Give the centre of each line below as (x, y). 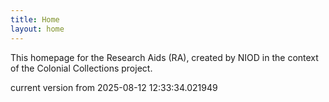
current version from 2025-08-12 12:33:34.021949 (114, 87)
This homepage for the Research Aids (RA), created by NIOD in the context (164, 57)
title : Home (35, 19)
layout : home (37, 29)
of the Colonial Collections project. (81, 68)
